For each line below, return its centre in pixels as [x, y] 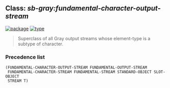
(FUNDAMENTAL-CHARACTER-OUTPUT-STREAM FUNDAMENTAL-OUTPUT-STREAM [76, 68]
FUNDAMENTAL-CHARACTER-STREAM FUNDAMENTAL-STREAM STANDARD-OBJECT [80, 72]
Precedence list [25, 57]
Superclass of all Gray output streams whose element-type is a [84, 38]
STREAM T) [18, 81]
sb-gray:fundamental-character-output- [94, 8]
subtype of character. [41, 44]
